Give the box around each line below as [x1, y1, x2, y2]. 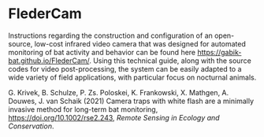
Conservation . [8, 121, 54, 131]
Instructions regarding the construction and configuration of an [8, 31, 213, 40]
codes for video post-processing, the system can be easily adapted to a [8, 64, 242, 73]
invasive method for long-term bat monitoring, [8, 104, 158, 114]
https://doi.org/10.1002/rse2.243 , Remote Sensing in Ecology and [8, 113, 220, 122]
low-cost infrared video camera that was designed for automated [34, 39, 247, 48]
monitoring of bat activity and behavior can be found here [8, 47, 196, 57]
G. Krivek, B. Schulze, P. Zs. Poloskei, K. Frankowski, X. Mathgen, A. [8, 87, 229, 97]
